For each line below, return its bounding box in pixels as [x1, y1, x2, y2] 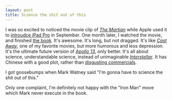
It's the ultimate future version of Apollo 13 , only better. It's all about [5, 48, 149, 54]
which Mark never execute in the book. [5, 90, 88, 96]
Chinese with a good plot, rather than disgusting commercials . [5, 59, 137, 65]
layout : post [5, 7, 33, 13]
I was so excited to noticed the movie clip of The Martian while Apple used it [5, 26, 167, 32]
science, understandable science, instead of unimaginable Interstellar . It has [5, 53, 167, 59]
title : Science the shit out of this [5, 12, 86, 17]
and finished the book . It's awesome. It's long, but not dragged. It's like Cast [5, 37, 167, 44]
